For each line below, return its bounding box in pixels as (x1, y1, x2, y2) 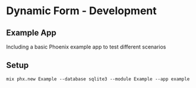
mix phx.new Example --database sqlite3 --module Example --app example (6, 76, 190, 82)
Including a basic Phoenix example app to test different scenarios (6, 43, 166, 50)
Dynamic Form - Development (6, 4, 157, 18)
